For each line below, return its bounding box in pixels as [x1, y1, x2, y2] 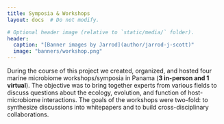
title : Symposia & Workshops [7, 10, 90, 17]
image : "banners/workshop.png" [13, 48, 103, 55]
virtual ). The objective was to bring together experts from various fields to [7, 82, 217, 89]
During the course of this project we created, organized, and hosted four [7, 66, 212, 75]
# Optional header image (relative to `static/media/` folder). [7, 29, 195, 36]
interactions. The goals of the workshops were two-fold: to [42, 96, 208, 103]
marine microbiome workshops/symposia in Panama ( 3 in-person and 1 [7, 74, 210, 82]
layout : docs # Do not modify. [7, 16, 99, 23]
